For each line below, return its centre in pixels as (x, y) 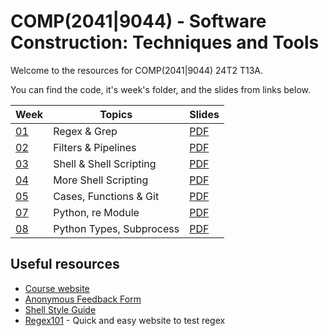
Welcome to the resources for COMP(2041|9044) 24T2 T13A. (136, 70)
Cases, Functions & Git (106, 196)
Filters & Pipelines (95, 147)
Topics (116, 114)
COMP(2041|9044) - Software (138, 21)
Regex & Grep (85, 131)
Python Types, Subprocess (116, 228)
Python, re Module (96, 212)
